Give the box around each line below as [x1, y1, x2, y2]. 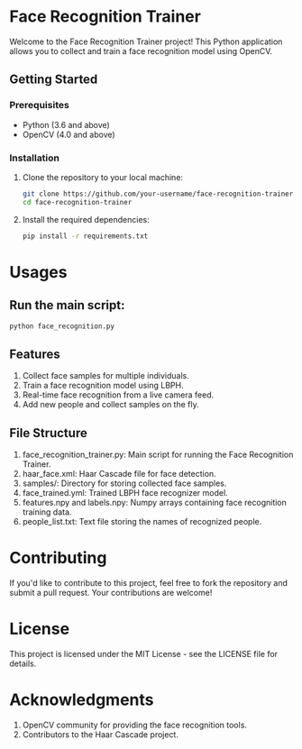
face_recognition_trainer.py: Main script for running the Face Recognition [22, 449, 294, 461]
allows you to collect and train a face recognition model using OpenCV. [9, 45, 273, 56]
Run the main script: [9, 297, 125, 313]
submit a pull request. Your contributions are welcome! [9, 587, 213, 598]
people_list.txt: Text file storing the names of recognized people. [22, 516, 262, 527]
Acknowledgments [9, 690, 155, 710]
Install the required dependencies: [22, 214, 151, 224]
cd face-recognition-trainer [22, 197, 133, 206]
